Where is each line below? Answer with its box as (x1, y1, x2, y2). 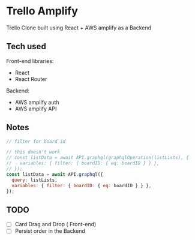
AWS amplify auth (14, 98, 59, 106)
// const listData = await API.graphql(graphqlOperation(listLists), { (6, 155, 189, 161)
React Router (14, 75, 47, 82)
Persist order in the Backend (14, 227, 86, 235)
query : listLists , (11, 177, 58, 183)
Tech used (6, 41, 46, 52)
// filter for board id (6, 138, 66, 145)
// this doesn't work (6, 149, 61, 155)
